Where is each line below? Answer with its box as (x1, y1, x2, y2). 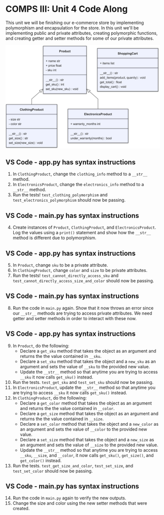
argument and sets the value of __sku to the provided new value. (20, 363, 150, 369)
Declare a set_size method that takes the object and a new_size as (20, 436, 154, 442)
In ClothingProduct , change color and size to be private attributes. (12, 268, 147, 273)
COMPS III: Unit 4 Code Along (5, 3, 128, 15)
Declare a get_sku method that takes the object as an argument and (20, 348, 156, 354)
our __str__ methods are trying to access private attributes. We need (12, 310, 152, 316)
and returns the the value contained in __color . (20, 405, 115, 411)
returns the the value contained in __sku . (20, 353, 102, 359)
